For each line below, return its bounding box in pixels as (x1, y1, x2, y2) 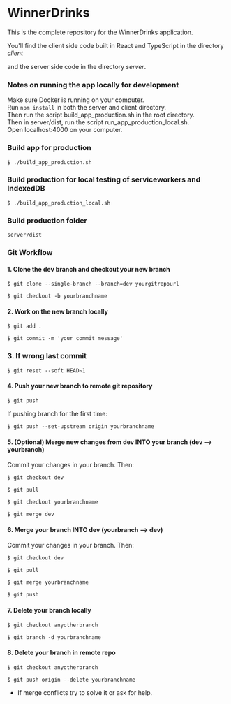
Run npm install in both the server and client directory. (7, 103, 166, 112)
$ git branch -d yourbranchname (7, 633, 101, 640)
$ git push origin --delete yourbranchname (7, 676, 136, 683)
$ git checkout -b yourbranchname (7, 293, 108, 300)
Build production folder (7, 215, 87, 225)
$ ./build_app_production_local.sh (7, 199, 111, 207)
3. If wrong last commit (7, 351, 87, 361)
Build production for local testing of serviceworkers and (7, 175, 201, 184)
